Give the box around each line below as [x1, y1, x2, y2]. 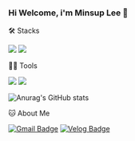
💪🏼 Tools [8, 61, 38, 70]
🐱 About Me [8, 108, 50, 119]
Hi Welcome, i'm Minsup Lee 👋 [8, 7, 129, 18]
